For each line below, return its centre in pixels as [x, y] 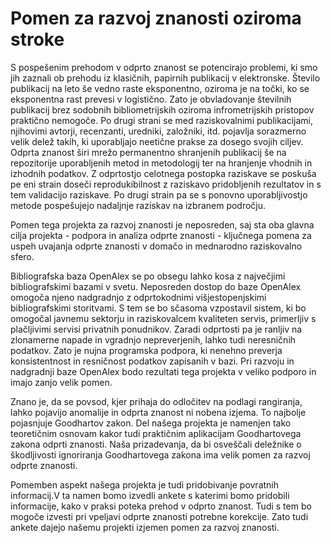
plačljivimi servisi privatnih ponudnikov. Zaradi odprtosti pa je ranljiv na [156, 329]
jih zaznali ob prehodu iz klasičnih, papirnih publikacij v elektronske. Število [165, 78]
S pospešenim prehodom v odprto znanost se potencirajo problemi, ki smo [164, 67]
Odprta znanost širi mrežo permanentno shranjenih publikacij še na [148, 152]
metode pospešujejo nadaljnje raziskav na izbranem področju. [138, 205]
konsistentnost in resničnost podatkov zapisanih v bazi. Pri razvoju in [152, 361]
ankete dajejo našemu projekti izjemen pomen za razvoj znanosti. [145, 527]
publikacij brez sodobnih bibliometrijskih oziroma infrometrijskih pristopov [162, 109]
